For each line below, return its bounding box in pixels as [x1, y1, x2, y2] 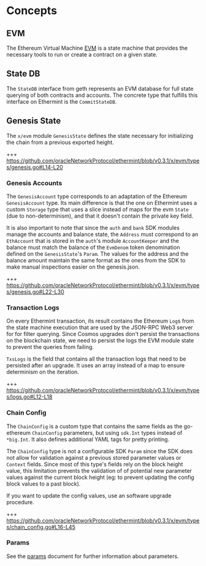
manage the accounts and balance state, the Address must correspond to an [6, 231, 199, 238]
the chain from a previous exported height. [6, 139, 115, 146]
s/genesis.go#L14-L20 [6, 163, 63, 170]
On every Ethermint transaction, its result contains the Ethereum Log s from [6, 317, 194, 325]
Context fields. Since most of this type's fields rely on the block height [6, 461, 183, 468]
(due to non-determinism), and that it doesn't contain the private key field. [6, 212, 194, 220]
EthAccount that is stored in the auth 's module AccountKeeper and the [6, 237, 179, 244]
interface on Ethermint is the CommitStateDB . [6, 98, 117, 105]
